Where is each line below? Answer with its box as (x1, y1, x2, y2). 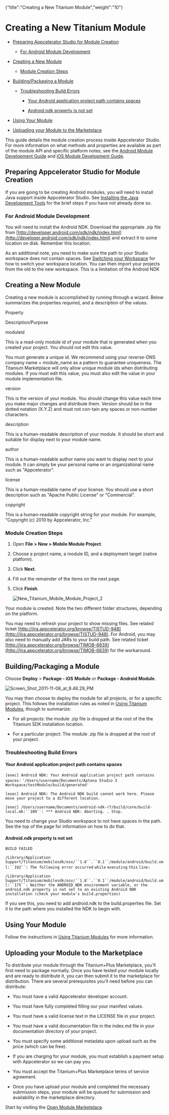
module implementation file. (5, 375, 63, 381)
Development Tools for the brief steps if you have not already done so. (5, 200, 152, 206)
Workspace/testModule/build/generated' (5, 783, 89, 788)
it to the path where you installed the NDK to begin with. (5, 906, 122, 912)
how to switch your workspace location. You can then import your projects (5, 261, 160, 267)
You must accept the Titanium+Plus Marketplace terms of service (12, 1068, 149, 1074)
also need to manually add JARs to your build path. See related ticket (5, 637, 149, 643)
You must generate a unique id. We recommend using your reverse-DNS (5, 354, 156, 360)
